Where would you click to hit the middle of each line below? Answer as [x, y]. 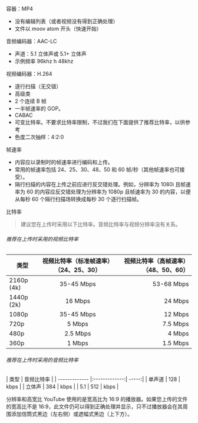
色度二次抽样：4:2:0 [39, 137]
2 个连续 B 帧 [31, 101]
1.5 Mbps [176, 343]
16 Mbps [77, 301]
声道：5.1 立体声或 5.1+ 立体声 [50, 54]
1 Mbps [77, 343]
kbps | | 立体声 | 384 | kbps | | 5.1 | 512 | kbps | [62, 387]
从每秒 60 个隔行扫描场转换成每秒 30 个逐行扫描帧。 [78, 199]
